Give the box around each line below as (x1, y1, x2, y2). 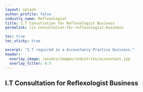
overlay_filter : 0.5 (9, 61, 51, 66)
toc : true (5, 34, 25, 39)
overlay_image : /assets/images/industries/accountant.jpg (9, 56, 131, 61)
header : (5, 52, 21, 56)
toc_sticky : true (5, 38, 41, 44)
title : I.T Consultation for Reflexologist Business (5, 20, 115, 26)
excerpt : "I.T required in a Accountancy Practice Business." (5, 47, 135, 52)
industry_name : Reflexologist (5, 16, 67, 21)
